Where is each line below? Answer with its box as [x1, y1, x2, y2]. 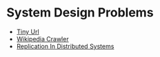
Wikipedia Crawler [16, 34, 70, 43]
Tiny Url [16, 27, 39, 36]
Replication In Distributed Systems [16, 42, 114, 50]
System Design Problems [6, 5, 154, 21]
